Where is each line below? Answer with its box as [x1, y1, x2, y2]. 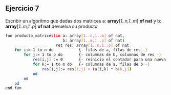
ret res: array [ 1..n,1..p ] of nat [55, 43, 130, 48]
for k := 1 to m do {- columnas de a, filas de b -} [32, 62, 150, 67]
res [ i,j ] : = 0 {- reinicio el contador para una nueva [32, 57, 166, 62]
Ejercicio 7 [5, 4, 39, 13]
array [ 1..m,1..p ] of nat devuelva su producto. [5, 23, 99, 29]
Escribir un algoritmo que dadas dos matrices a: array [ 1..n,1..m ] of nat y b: [5, 17, 162, 24]
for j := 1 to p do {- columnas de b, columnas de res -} [24, 52, 161, 58]
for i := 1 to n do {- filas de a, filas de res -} [14, 47, 147, 53]
